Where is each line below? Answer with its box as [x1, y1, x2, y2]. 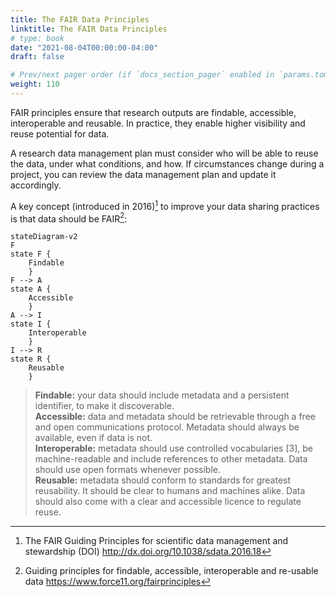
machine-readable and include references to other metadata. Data [34, 453, 308, 465]
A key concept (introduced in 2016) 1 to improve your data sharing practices [10, 198, 320, 212]
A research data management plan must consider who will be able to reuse [10, 147, 319, 159]
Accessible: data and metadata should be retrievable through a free [34, 411, 316, 423]
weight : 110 [10, 79, 60, 90]
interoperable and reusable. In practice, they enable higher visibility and [10, 117, 306, 129]
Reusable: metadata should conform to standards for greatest [34, 474, 292, 486]
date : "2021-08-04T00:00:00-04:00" [10, 42, 159, 53]
